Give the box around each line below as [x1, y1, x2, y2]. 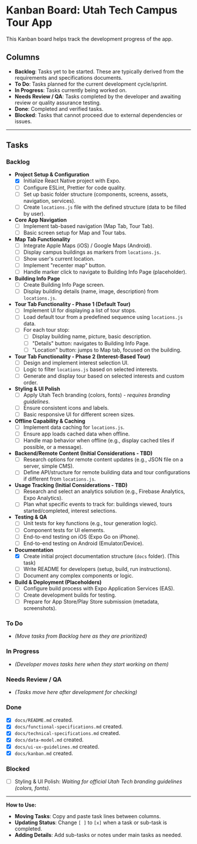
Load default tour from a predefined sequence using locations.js [23, 314, 184, 321]
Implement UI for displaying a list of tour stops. [23, 307, 137, 314]
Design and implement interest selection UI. [23, 359, 129, 366]
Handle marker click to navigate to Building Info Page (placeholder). [23, 268, 187, 275]
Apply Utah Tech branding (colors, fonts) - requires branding [23, 391, 171, 399]
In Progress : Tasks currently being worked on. [14, 86, 127, 94]
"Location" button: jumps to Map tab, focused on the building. [32, 346, 182, 353]
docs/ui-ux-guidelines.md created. [14, 743, 100, 750]
